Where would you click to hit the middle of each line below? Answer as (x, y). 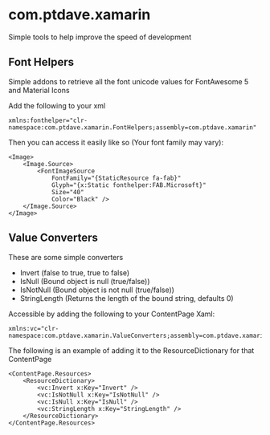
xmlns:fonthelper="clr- (48, 120)
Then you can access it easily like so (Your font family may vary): (116, 142)
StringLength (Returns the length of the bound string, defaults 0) (127, 298)
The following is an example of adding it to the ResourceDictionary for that (131, 350)
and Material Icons (39, 90)
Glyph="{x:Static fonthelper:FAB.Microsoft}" (129, 185)
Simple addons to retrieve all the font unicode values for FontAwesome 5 (129, 81)
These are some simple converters (66, 257)
